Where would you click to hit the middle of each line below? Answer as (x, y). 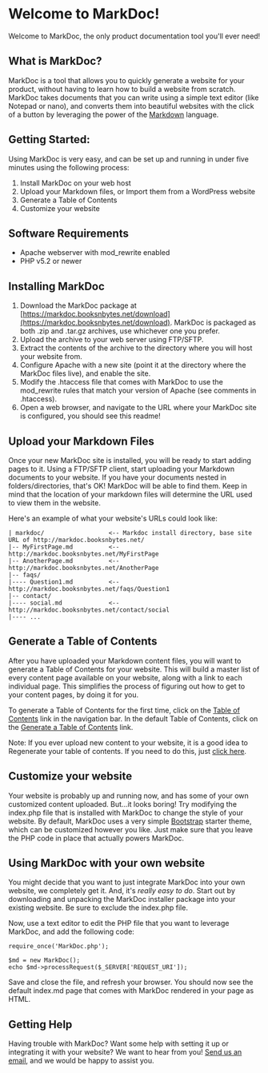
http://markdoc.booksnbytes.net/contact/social (89, 610)
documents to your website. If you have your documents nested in (117, 477)
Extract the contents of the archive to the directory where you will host (136, 348)
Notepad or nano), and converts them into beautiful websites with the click (131, 106)
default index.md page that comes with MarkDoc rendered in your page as (131, 991)
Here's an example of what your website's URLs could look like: (113, 518)
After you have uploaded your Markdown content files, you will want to (125, 660)
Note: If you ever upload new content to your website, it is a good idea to (128, 742)
